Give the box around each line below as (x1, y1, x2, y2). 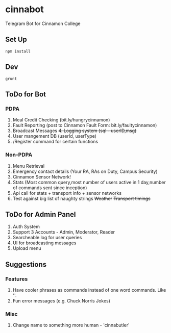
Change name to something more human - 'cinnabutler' (12, 322, 130, 328)
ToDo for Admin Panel (5, 210, 76, 219)
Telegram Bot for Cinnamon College (5, 20, 81, 27)
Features (5, 275, 28, 283)
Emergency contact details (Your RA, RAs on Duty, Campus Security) (12, 168, 158, 174)
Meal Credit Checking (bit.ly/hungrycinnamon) (12, 117, 110, 123)
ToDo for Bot (5, 90, 46, 98)
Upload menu (12, 245, 42, 251)
